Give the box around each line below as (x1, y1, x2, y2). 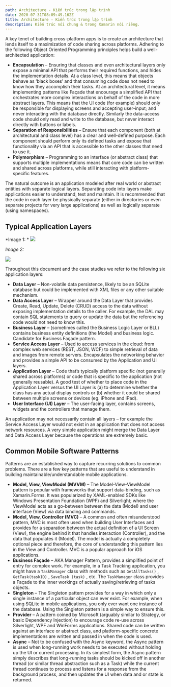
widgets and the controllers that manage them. (12, 406, 111, 412)
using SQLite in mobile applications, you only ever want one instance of (12, 601, 163, 607)
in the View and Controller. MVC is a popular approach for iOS (12, 546, 142, 552)
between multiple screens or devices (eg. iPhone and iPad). (12, 395, 138, 401)
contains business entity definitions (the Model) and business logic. (12, 330, 155, 336)
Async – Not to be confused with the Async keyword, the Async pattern (12, 638, 164, 645)
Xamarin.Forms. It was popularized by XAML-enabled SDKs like (12, 492, 146, 498)
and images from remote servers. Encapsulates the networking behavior (12, 352, 164, 358)
